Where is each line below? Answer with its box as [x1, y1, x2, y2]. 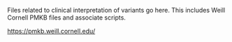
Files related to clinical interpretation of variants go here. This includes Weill [7, 6, 226, 14]
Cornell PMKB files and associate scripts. [7, 13, 126, 22]
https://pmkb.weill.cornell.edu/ [7, 27, 96, 35]
